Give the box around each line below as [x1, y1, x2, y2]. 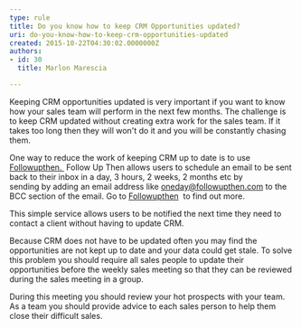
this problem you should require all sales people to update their [9, 254, 245, 265]
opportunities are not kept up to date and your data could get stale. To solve [9, 245, 293, 256]
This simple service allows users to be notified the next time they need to [9, 208, 282, 219]
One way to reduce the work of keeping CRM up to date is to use [9, 152, 251, 163]
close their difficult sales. [9, 310, 103, 321]
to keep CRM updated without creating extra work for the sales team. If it [9, 115, 281, 127]
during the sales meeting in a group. [9, 273, 145, 285]
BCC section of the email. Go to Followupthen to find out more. [9, 191, 246, 201]
